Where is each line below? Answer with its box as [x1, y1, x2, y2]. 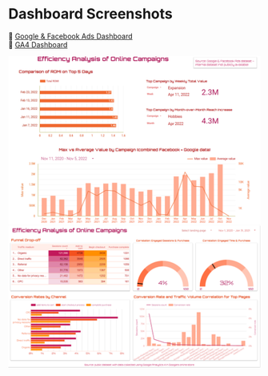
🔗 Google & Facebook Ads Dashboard [8, 31, 134, 41]
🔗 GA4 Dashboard [8, 39, 68, 49]
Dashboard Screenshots [8, 5, 174, 23]
